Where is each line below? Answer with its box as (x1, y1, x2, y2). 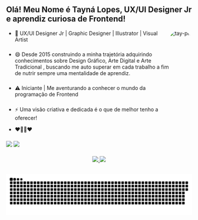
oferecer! (14, 114, 37, 121)
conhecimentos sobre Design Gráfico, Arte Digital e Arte (14, 57, 151, 64)
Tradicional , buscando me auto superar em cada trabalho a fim (14, 63, 169, 70)
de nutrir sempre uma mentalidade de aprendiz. (14, 69, 131, 76)
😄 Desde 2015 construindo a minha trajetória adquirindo (14, 50, 152, 58)
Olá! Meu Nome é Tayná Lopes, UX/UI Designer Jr (6, 5, 192, 15)
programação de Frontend (14, 90, 78, 98)
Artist (14, 35, 28, 43)
